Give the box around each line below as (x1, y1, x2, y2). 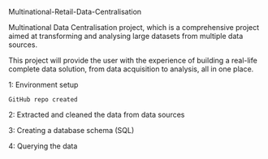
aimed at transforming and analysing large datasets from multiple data (8, 32, 244, 41)
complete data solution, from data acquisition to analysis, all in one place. (8, 64, 254, 74)
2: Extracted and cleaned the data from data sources (8, 110, 185, 119)
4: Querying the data (8, 141, 78, 151)
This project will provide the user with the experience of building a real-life (8, 56, 257, 65)
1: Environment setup (8, 80, 79, 89)
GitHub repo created (8, 96, 79, 104)
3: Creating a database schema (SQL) (8, 126, 135, 135)
